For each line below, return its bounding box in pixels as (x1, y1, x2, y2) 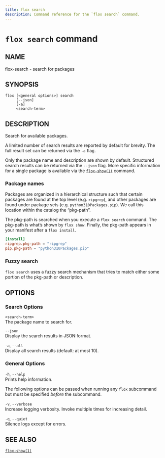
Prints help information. (5, 376, 53, 382)
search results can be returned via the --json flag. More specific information (5, 163, 161, 169)
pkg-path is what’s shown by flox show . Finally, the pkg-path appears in (5, 222, 151, 228)
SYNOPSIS (5, 80, 39, 89)
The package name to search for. (5, 319, 72, 325)
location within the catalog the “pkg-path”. (5, 207, 91, 213)
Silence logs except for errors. (5, 421, 66, 427)
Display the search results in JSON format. (5, 333, 92, 339)
